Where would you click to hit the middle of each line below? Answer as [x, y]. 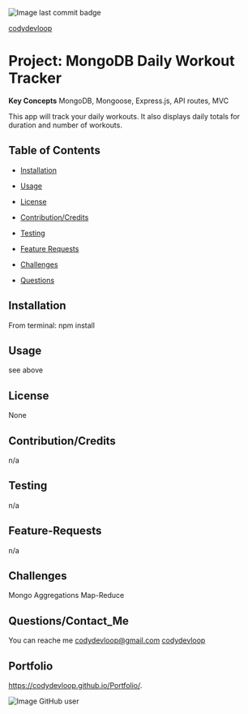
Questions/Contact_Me [69, 621]
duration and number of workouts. [66, 125]
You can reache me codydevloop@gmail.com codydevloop [107, 640]
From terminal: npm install [52, 325]
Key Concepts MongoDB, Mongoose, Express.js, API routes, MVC [119, 101]
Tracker [35, 78]
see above [26, 370]
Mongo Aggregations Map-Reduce [66, 596]
